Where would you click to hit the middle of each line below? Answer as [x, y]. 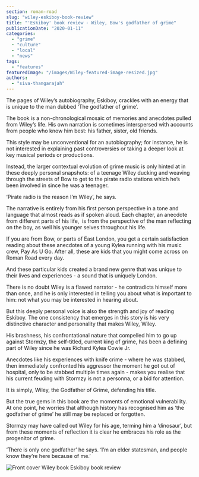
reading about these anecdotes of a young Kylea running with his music [94, 245]
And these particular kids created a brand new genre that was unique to [94, 269]
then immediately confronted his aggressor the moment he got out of [91, 366]
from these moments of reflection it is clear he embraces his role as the [94, 432]
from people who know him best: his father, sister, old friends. [82, 131]
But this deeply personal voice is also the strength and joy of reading [90, 311]
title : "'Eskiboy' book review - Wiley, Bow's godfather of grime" [91, 23]
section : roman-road [32, 12]
